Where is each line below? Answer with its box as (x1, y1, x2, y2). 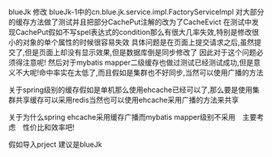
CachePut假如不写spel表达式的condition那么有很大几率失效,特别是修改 (15, 28, 253, 36)
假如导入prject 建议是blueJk (8, 140, 103, 149)
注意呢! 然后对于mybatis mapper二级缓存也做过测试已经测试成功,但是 (22, 57, 254, 67)
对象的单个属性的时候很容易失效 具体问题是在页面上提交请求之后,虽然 (22, 37, 254, 47)
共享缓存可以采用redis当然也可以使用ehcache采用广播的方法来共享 (15, 95, 240, 104)
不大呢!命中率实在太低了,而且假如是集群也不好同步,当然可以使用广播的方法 (15, 68, 264, 77)
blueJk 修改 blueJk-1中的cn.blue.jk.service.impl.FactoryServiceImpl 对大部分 (8, 7, 265, 16)
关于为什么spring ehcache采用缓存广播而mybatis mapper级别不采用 (8, 112, 235, 121)
